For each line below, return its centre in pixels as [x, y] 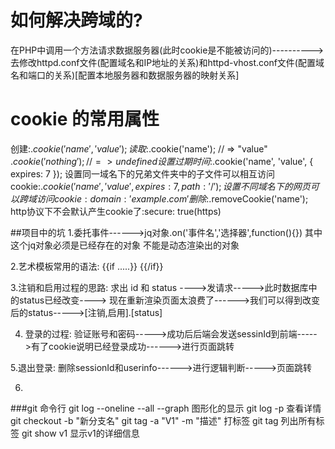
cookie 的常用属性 [85, 119]
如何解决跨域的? [76, 20]
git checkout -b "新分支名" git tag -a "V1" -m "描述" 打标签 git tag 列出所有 [163, 420]
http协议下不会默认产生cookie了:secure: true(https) [116, 211]
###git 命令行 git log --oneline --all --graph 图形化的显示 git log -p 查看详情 [166, 408]
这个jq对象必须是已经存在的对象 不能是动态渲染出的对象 [125, 245]
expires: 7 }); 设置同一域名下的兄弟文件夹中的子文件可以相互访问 [143, 173]
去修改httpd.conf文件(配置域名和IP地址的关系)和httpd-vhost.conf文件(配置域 [167, 62]
